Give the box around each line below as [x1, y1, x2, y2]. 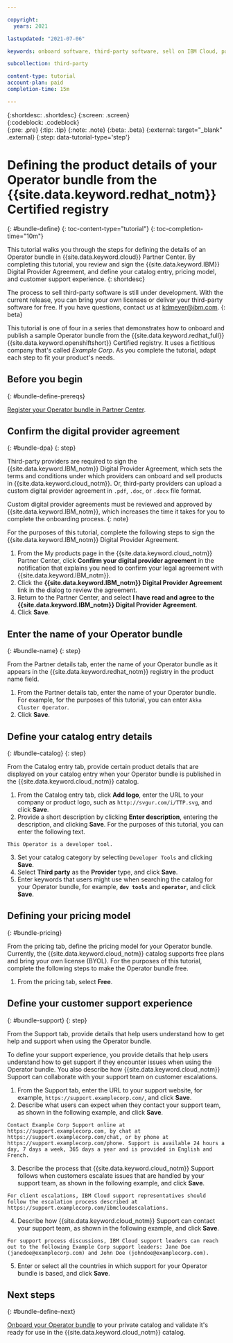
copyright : [7, 16, 39, 23]
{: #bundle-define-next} [7, 1308, 76, 1316]
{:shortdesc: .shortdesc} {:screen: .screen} [7, 110, 130, 119]
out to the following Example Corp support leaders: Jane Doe [7, 1243, 191, 1250]
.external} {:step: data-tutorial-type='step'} [7, 133, 130, 141]
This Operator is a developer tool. [7, 841, 113, 847]
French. [7, 1151, 30, 1159]
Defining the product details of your [7, 157, 217, 173]
